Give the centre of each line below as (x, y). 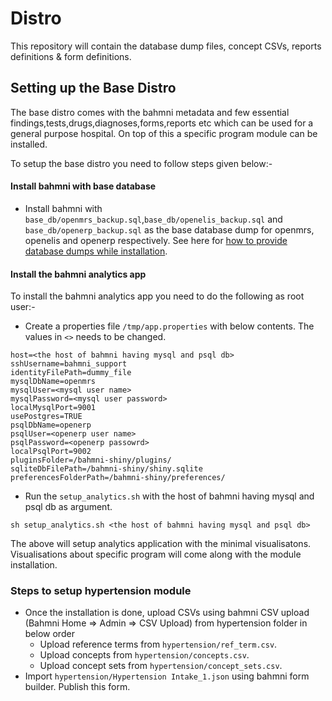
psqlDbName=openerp (51, 425)
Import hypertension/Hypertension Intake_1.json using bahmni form (167, 676)
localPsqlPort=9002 (51, 452)
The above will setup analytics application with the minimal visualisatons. (161, 544)
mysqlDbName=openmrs (53, 382)
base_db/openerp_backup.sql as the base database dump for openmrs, (169, 229)
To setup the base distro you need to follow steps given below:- (141, 163)
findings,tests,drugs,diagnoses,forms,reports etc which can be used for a (162, 123)
